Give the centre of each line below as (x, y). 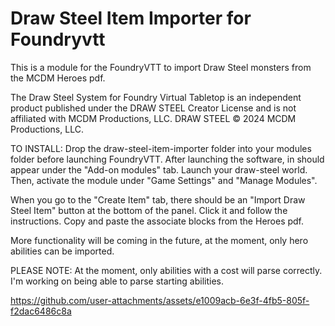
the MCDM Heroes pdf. (58, 78)
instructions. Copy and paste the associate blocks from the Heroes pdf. (157, 221)
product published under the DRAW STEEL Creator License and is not (153, 108)
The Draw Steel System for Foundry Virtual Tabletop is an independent (156, 97)
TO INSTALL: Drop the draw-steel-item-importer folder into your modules (161, 148)
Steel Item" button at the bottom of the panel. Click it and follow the (149, 210)
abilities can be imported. (62, 251)
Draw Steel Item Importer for (131, 18)
